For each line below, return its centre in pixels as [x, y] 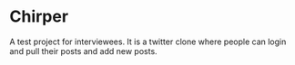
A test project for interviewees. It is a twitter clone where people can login [148, 42]
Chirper [39, 17]
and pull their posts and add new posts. [83, 51]
